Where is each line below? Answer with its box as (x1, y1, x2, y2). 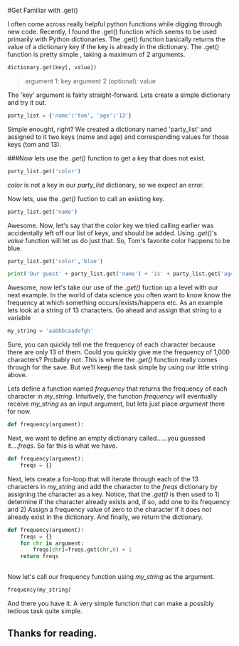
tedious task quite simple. (7, 606, 83, 615)
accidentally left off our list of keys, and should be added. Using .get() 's (7, 228, 218, 237)
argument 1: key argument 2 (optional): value (24, 76, 156, 85)
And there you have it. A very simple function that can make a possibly (7, 599, 215, 607)
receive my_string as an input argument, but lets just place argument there (7, 399, 225, 409)
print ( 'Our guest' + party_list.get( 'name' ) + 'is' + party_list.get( (7, 270, 221, 277)
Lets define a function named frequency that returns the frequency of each (7, 384, 228, 393)
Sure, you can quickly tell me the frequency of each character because (7, 340, 216, 349)
